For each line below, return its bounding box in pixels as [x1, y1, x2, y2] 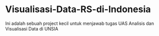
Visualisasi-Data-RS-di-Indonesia [5, 4, 151, 15]
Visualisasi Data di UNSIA [5, 25, 59, 31]
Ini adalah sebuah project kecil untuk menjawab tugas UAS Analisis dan [5, 20, 154, 26]
